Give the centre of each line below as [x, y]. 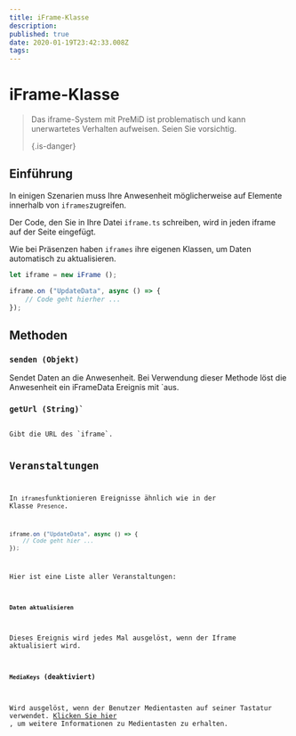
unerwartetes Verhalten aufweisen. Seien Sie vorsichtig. [134, 129]
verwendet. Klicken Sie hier [63, 716]
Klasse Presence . [39, 506]
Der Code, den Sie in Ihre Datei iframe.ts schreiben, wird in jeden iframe [143, 222]
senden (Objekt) [44, 359]
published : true [39, 34]
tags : [19, 51]
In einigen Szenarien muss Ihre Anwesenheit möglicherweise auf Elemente [146, 195]
